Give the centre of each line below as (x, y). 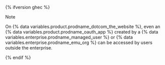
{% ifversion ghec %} (28, 7)
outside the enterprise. (29, 48)
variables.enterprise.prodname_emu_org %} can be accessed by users (79, 42)
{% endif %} (18, 57)
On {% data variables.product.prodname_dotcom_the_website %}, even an (83, 26)
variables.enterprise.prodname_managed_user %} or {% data (69, 37)
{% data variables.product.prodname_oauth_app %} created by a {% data (82, 32)
